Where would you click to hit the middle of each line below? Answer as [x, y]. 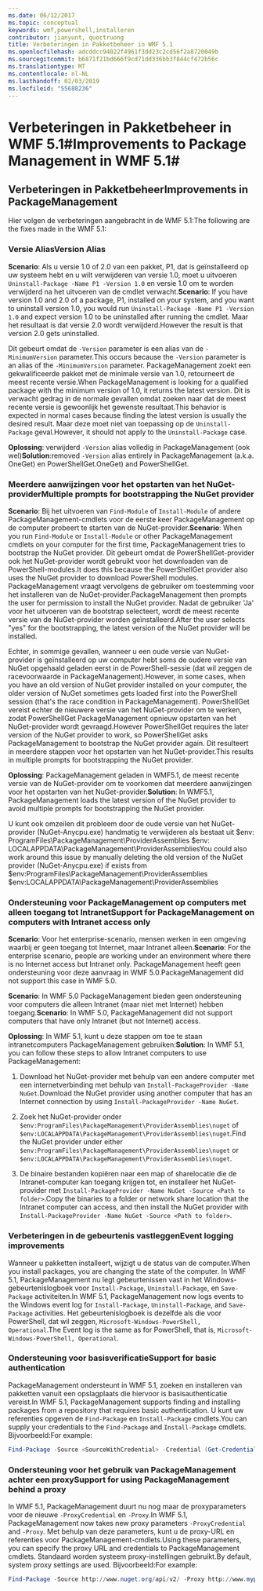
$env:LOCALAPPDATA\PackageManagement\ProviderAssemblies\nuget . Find [133, 1134]
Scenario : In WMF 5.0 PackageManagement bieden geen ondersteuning [125, 996]
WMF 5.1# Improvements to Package [127, 144]
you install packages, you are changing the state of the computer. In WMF [127, 1271]
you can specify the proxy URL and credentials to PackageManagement [124, 1549]
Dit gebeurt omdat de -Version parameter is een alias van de [106, 348]
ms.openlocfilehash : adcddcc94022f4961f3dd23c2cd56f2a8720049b [113, 52]
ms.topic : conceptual [43, 23]
